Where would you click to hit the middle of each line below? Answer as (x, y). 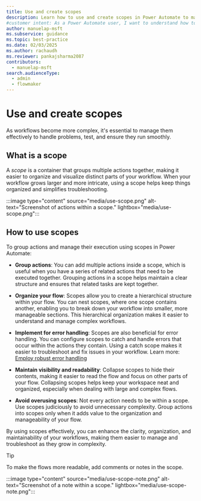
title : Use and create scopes (44, 12)
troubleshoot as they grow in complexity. (56, 443)
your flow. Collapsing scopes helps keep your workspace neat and (97, 382)
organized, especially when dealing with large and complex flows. (96, 389)
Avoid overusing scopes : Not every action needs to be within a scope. (102, 400)
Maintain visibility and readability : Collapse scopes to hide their (95, 370)
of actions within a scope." (83, 207)
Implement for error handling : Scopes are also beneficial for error (96, 333)
